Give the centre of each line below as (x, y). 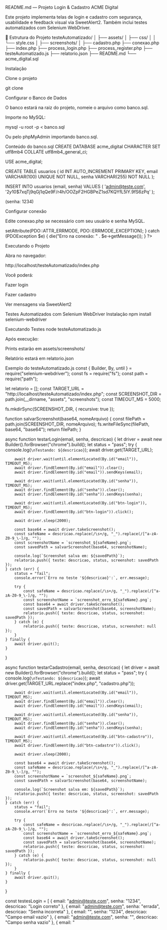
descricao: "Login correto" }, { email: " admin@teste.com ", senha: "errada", (82, 906)
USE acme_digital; (24, 161)
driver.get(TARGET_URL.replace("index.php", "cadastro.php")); (70, 683)
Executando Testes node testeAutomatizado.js (53, 329)
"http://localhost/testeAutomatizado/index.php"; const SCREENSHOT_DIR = (83, 394)
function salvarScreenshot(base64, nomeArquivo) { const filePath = (75, 419)
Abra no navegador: (26, 256)
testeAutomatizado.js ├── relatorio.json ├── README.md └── (71, 53)
